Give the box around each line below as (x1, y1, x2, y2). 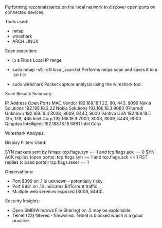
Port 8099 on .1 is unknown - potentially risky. (12, 178, 104, 184)
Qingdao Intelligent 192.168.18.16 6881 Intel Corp (5, 121, 101, 126)
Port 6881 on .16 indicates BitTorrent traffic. (12, 183, 99, 189)
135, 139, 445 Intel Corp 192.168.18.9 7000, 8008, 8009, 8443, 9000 (5, 116, 141, 121)
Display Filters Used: (5, 140, 47, 145)
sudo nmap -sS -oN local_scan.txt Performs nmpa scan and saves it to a (12, 67, 158, 72)
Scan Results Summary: (5, 91, 53, 96)
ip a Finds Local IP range (12, 57, 62, 63)
